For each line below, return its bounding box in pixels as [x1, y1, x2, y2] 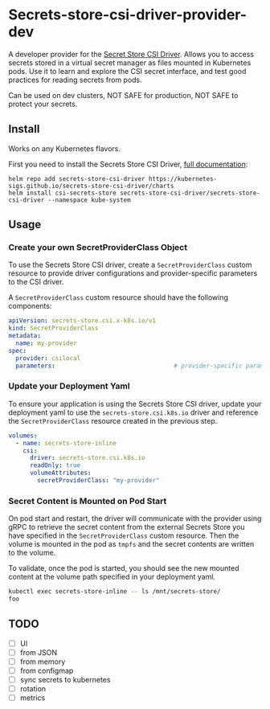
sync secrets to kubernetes [19, 675, 111, 685]
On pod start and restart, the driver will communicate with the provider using [8, 514, 262, 523]
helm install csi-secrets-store [8, 189, 117, 197]
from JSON [19, 647, 58, 657]
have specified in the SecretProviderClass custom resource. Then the [8, 531, 239, 540]
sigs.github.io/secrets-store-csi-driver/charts [8, 182, 174, 190]
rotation [19, 684, 47, 694]
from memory [19, 657, 66, 666]
